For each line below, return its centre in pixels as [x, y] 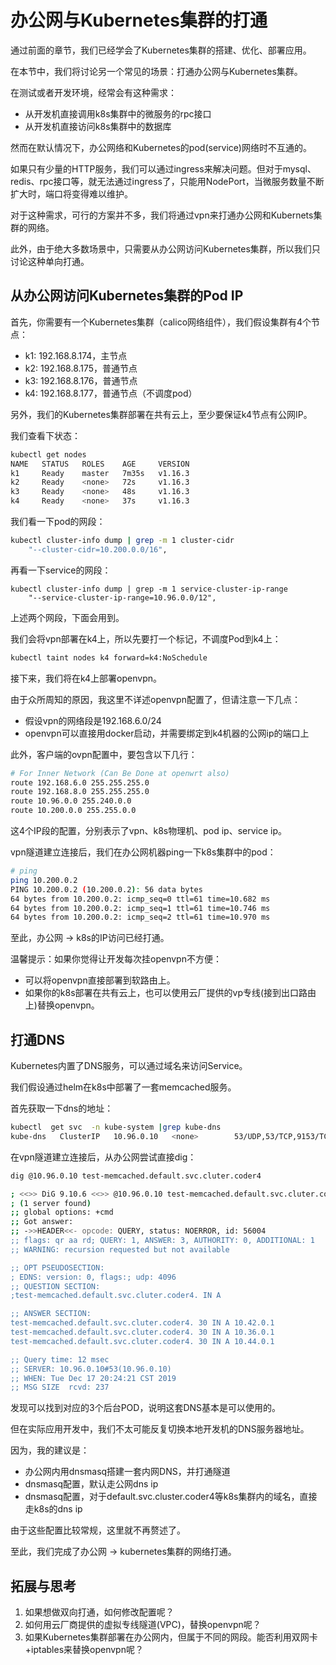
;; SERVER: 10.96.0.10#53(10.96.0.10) [91, 1369]
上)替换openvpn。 [62, 1005]
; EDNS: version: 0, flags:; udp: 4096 [93, 1277]
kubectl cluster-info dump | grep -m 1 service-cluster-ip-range [149, 589]
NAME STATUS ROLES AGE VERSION [100, 464]
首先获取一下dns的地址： [62, 1108]
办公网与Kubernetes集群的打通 [139, 20]
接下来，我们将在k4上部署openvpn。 [86, 678]
